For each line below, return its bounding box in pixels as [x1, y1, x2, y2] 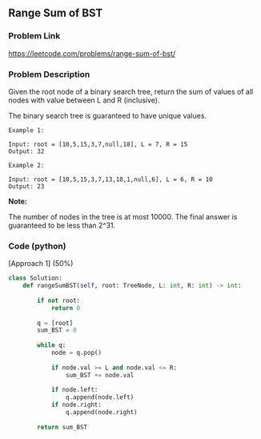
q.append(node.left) [65, 393, 135, 401]
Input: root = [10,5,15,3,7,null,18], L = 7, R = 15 [8, 140, 188, 148]
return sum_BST [37, 423, 88, 431]
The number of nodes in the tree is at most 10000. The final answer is [8, 211, 238, 221]
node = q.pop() [50, 348, 102, 357]
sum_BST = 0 [37, 326, 78, 335]
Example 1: [8, 126, 45, 135]
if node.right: [50, 401, 102, 409]
